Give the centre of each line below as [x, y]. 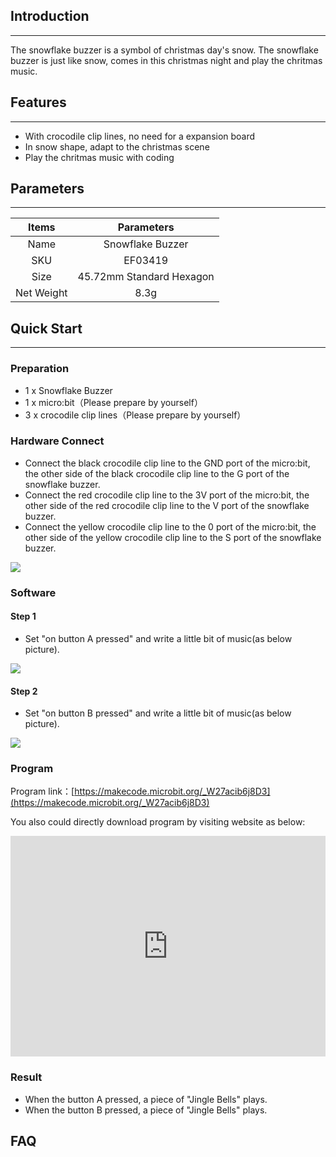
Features [38, 102]
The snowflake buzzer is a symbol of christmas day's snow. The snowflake [164, 50]
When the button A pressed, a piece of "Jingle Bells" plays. [146, 1099]
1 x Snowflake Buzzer [68, 390]
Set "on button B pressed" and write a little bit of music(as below [158, 713]
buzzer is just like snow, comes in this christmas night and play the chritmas [166, 60]
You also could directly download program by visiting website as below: [158, 822]
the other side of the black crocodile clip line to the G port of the [157, 473]
